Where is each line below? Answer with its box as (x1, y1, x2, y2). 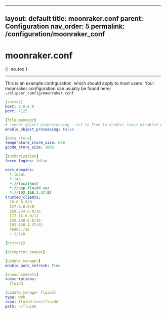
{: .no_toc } (5, 66, 28, 72)
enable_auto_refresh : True (5, 263, 61, 268)
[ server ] (5, 99, 23, 104)
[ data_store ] (5, 135, 32, 141)
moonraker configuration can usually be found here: (5, 86, 111, 91)
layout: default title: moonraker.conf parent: (5, 14, 143, 23)
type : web (5, 295, 26, 300)
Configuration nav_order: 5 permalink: (5, 22, 125, 31)
